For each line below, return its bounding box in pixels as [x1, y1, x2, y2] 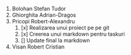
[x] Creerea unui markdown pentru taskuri [20, 30, 125, 38]
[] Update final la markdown [20, 37, 90, 44]
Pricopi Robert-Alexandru [11, 18, 75, 25]
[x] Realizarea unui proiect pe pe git [20, 24, 109, 31]
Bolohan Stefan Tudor [11, 5, 66, 12]
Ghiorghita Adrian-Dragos [11, 11, 76, 19]
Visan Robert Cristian [11, 43, 65, 50]
